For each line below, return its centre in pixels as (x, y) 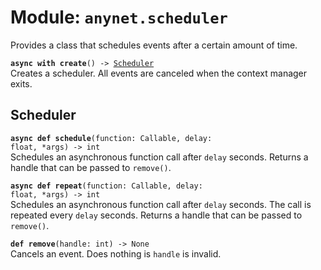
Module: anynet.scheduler (119, 17)
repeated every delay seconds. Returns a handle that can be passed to (156, 215)
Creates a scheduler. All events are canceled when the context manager (159, 73)
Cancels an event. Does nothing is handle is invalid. (116, 253)
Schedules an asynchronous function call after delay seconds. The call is (161, 204)
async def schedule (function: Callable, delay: (111, 138)
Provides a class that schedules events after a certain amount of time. (154, 45)
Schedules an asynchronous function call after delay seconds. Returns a (159, 157)
